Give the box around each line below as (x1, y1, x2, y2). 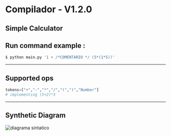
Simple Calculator (5, 24, 63, 33)
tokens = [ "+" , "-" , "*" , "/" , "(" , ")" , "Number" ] (5, 87, 99, 93)
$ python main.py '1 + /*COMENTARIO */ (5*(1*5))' (5, 55, 115, 60)
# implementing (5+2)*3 (5, 92, 56, 97)
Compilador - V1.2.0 (5, 4, 93, 15)
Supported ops (5, 74, 54, 82)
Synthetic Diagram (5, 111, 66, 120)
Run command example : (5, 41, 85, 50)
